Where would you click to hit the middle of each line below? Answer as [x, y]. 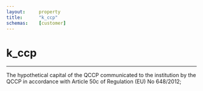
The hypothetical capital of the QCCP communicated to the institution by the [101, 75]
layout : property [34, 12]
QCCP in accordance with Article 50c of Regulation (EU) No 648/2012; [94, 81]
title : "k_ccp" [32, 17]
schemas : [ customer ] [36, 23]
